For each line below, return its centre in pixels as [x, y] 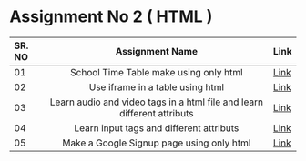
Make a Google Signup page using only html [157, 143]
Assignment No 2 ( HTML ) [111, 17]
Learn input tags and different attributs [157, 127]
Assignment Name [157, 51]
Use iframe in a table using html [157, 86]
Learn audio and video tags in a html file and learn [157, 102]
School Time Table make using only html [156, 72]
